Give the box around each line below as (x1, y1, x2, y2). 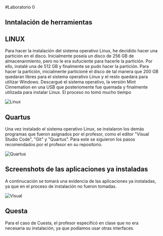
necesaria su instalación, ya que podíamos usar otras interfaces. (5, 225, 135, 231)
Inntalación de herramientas (5, 18, 92, 26)
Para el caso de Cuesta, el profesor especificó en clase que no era (5, 220, 139, 226)
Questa (5, 207, 28, 215)
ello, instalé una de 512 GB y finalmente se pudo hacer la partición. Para (5, 64, 149, 69)
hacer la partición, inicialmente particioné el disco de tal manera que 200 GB (5, 68, 159, 75)
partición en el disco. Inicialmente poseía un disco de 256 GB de (5, 53, 134, 59)
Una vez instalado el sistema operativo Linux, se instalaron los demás (5, 126, 145, 132)
